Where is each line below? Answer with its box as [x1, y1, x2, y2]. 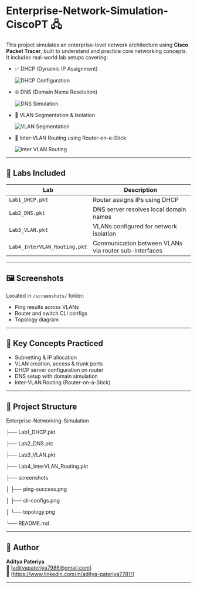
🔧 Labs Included [6, 168, 66, 178]
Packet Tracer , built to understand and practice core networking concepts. [6, 47, 188, 54]
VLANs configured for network [93, 222, 178, 230]
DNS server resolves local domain [93, 205, 186, 213]
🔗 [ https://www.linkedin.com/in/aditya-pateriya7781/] [6, 571, 135, 577]
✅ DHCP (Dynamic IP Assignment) [14, 65, 98, 72]
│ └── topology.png [6, 508, 56, 515]
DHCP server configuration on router [14, 367, 104, 374]
